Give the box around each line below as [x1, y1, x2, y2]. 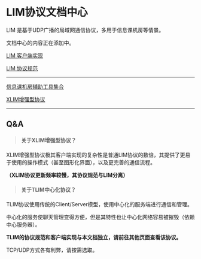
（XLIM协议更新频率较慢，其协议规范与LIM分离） [6, 171, 129, 179]
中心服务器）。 [6, 221, 41, 228]
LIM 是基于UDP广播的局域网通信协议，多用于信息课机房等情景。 [6, 26, 165, 34]
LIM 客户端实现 [6, 52, 44, 59]
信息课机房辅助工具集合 [6, 83, 64, 90]
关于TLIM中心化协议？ [20, 186, 77, 194]
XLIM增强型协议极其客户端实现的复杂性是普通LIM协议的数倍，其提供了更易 [6, 151, 191, 158]
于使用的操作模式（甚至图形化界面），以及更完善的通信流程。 [6, 158, 156, 165]
